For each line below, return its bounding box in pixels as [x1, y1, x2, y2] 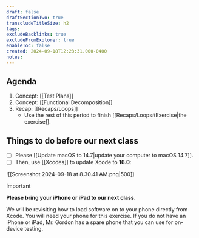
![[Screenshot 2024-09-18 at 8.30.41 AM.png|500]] [6, 171, 135, 178]
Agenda [6, 76, 37, 87]
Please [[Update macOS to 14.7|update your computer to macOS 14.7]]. [15, 152, 194, 159]
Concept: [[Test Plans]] [15, 92, 74, 100]
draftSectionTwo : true [6, 15, 64, 21]
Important [6, 182, 31, 190]
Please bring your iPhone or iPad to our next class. [6, 194, 137, 202]
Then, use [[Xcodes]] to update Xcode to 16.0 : [15, 159, 132, 166]
